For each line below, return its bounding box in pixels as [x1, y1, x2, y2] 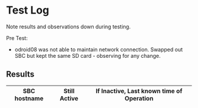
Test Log [6, 4, 49, 17]
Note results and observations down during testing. [6, 23, 131, 30]
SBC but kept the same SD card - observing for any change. [14, 52, 161, 59]
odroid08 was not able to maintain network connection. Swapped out [14, 45, 183, 53]
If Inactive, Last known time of [95, 87, 183, 95]
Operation [124, 94, 154, 102]
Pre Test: [6, 34, 28, 41]
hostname [14, 94, 44, 102]
